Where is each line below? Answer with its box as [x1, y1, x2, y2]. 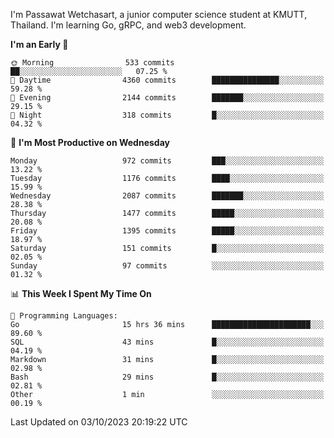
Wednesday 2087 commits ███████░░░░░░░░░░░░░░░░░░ [10, 191, 325, 201]
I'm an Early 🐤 [10, 39, 69, 50]
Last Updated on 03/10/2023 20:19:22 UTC [10, 416, 188, 428]
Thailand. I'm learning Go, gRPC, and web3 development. [10, 19, 247, 31]
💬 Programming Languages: [10, 311, 118, 321]
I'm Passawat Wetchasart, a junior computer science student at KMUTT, [10, 9, 308, 20]
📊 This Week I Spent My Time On [10, 288, 152, 299]
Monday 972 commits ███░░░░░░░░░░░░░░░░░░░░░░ [10, 156, 325, 166]
